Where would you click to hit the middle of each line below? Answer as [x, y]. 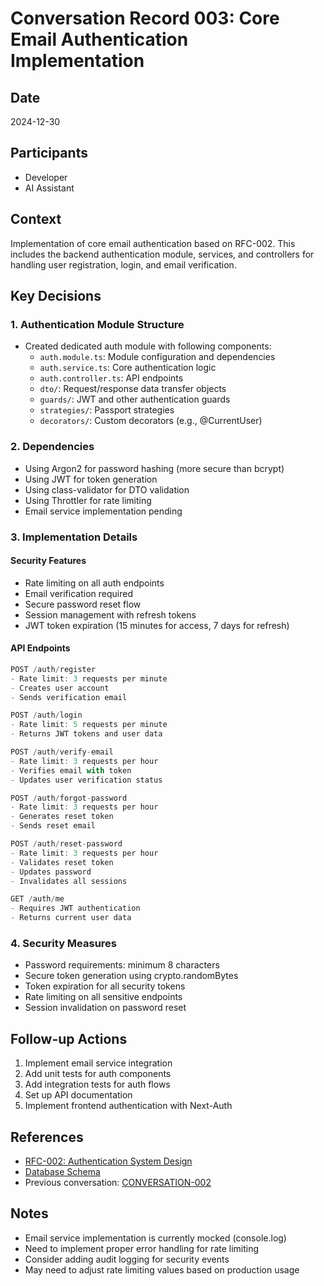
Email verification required [78, 593]
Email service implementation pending [103, 511]
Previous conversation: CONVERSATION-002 [118, 1182]
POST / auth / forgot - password [69, 798]
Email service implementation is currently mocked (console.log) [155, 1238]
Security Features [48, 561]
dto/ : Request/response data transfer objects [133, 389]
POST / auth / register [53, 669]
